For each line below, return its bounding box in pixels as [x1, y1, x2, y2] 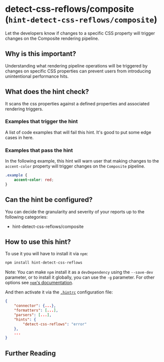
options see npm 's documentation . [5, 280, 73, 286]
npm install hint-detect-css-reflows [5, 260, 83, 265]
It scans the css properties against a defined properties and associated [5, 100, 150, 106]
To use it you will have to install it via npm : [5, 251, 88, 257]
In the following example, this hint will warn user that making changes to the [5, 158, 159, 164]
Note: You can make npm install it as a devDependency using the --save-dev [5, 269, 154, 275]
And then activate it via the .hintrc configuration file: [5, 289, 113, 295]
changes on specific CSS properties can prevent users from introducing [5, 68, 151, 74]
